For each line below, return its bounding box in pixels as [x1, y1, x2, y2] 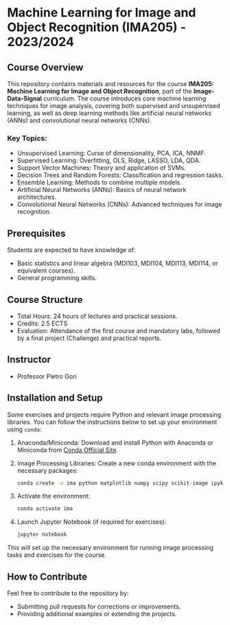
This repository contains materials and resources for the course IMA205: [7, 80, 214, 87]
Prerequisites [7, 227, 66, 239]
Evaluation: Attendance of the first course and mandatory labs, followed [16, 326, 221, 335]
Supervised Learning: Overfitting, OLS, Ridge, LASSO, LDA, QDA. [16, 156, 201, 165]
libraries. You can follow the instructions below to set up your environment [7, 418, 218, 426]
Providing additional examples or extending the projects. [16, 609, 177, 617]
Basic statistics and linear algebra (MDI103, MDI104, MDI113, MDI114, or [16, 259, 218, 268]
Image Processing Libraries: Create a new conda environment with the [16, 459, 216, 467]
